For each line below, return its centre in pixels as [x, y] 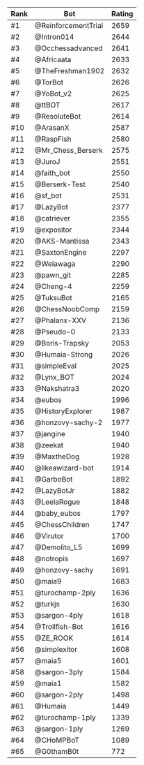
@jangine [50, 434]
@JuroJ [47, 162]
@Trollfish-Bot [59, 626]
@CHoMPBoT [57, 740]
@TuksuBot [54, 298]
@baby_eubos [58, 513]
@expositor [53, 230]
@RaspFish [53, 139]
